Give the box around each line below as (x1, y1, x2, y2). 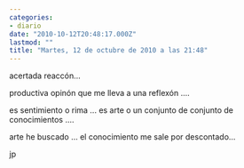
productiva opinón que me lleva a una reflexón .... (9, 88, 191, 99)
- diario (9, 21, 42, 30)
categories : (9, 12, 53, 22)
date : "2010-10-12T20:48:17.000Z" (9, 29, 138, 38)
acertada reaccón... (9, 70, 82, 81)
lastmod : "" (9, 37, 53, 47)
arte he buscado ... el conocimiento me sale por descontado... (9, 132, 236, 142)
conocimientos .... (9, 115, 75, 125)
